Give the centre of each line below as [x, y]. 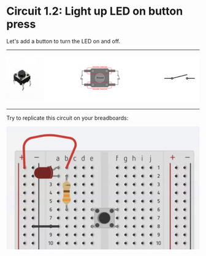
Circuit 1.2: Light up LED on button [95, 11]
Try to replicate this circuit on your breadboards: [67, 118]
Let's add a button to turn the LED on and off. [63, 41]
